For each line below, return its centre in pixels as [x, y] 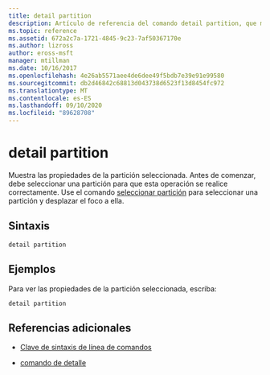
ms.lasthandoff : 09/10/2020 [55, 105]
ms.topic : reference [43, 31]
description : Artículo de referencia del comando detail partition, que [133, 23]
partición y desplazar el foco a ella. [66, 200]
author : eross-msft [41, 53]
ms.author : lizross [41, 46]
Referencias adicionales [70, 328]
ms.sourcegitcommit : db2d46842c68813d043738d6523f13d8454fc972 [117, 83]
